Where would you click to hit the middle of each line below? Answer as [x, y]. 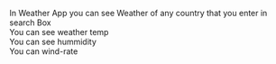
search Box [30, 23]
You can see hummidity [53, 41]
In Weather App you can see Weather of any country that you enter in [138, 13]
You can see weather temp [59, 32]
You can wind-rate [44, 51]
